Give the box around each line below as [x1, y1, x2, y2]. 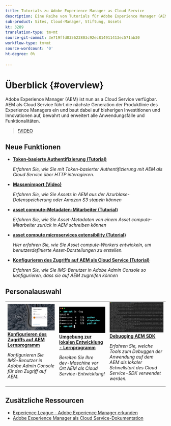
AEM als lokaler [109, 359, 142, 365]
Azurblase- [106, 192, 130, 198]
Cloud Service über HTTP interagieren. [12, 172, 95, 178]
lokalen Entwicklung [59, 339, 103, 345]
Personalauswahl [5, 287, 62, 296]
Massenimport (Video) [12, 181, 62, 187]
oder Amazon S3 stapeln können [52, 197, 122, 203]
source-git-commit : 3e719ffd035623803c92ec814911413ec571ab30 [5, 35, 140, 40]
